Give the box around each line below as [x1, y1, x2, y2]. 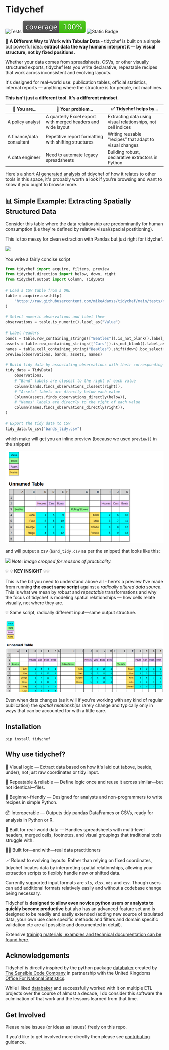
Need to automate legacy [46, 152, 98, 158]
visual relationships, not [107, 119, 157, 125]
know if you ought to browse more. [5, 181, 78, 187]
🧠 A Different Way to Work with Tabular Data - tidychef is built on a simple [5, 38, 161, 44]
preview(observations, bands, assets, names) [5, 352, 102, 357]
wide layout [46, 124, 70, 130]
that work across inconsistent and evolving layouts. [5, 69, 112, 75]
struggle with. [5, 837, 34, 843]
